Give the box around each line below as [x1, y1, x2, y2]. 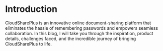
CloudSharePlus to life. [5, 41, 52, 47]
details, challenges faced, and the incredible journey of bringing [5, 36, 136, 42]
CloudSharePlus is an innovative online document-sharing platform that [5, 20, 152, 26]
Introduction [5, 3, 58, 15]
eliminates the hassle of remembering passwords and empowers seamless [5, 25, 158, 31]
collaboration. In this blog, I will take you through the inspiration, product [5, 30, 154, 36]
